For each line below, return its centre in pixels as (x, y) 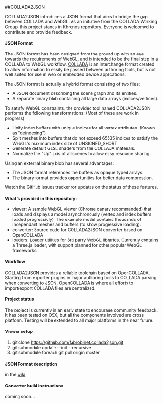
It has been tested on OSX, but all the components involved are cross (74, 315)
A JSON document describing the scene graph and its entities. (75, 93)
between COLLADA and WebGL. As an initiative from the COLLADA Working (81, 22)
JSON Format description (31, 364)
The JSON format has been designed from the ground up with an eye (74, 54)
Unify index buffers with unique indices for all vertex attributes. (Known (83, 128)
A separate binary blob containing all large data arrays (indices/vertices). (85, 99)
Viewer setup (19, 331)
